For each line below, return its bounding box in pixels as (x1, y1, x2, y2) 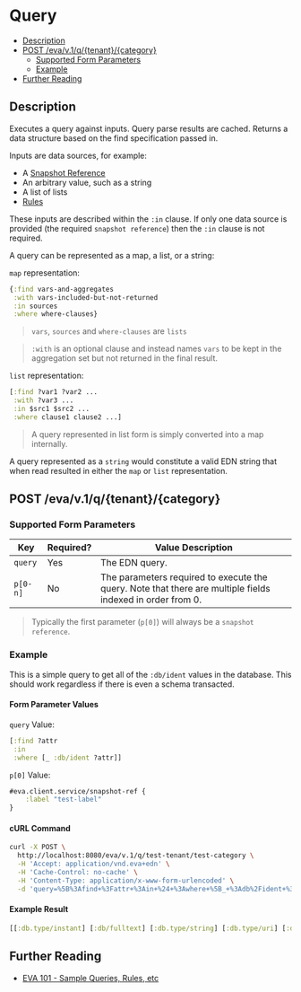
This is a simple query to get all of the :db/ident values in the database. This (9, 669, 292, 680)
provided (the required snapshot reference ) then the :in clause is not (9, 223, 265, 233)
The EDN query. (99, 557, 168, 569)
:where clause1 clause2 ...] (13, 412, 123, 422)
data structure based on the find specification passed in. (9, 132, 219, 144)
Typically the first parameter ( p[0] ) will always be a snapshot (30, 617, 254, 628)
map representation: (9, 267, 81, 278)
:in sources (13, 302, 58, 311)
